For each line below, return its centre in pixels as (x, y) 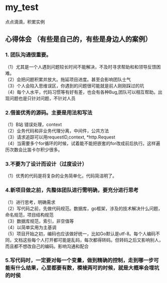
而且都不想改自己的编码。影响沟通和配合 (47, 246)
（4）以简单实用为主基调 (31, 227)
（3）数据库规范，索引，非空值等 (40, 221)
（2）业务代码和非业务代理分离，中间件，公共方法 (57, 130)
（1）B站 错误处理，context (34, 124)
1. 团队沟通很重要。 (28, 55)
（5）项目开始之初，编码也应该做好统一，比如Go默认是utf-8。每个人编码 (80, 234)
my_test (22, 7)
